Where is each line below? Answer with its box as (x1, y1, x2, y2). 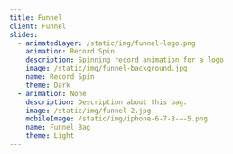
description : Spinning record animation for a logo (25, 55, 224, 64)
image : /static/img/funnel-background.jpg (25, 64, 188, 73)
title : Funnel (9, 13, 63, 23)
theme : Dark (25, 81, 70, 90)
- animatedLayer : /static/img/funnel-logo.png (17, 38, 196, 48)
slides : (9, 30, 39, 39)
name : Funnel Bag (25, 123, 91, 132)
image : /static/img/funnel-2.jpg (25, 106, 152, 115)
